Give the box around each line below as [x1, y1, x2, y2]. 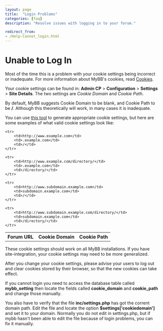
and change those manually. [5, 290, 62, 296]
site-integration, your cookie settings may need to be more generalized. [5, 251, 149, 257]
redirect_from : [5, 30, 36, 35]
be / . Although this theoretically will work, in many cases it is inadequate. [5, 105, 151, 111]
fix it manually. [5, 320, 34, 326]
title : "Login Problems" [5, 12, 57, 17]
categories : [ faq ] [5, 16, 42, 21]
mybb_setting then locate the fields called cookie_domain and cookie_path [5, 285, 158, 291]
